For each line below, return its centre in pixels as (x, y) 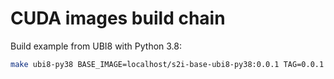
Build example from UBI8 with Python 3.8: (96, 46)
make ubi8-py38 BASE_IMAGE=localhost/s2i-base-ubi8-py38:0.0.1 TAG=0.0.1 (167, 64)
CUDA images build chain (118, 18)
